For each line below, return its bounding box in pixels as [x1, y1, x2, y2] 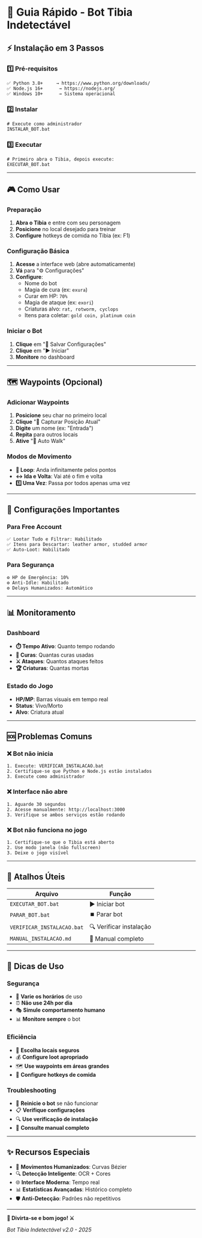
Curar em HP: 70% [24, 292, 68, 300]
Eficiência [7, 1033, 37, 1041]
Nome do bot [24, 280, 58, 287]
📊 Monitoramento [7, 608, 76, 618]
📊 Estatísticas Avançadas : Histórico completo [15, 1186, 132, 1193]
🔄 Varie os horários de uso [15, 993, 83, 1000]
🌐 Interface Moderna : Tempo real [15, 1178, 100, 1186]
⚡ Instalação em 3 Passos [7, 43, 104, 53]
